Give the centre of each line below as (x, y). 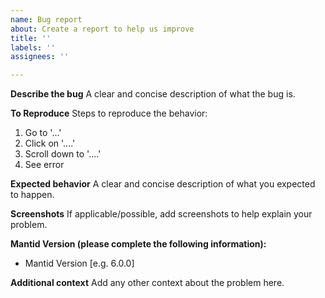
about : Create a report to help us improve (102, 29)
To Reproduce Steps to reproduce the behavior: (109, 113)
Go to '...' (43, 133)
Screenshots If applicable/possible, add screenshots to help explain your (161, 214)
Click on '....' (50, 143)
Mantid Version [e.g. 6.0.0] (79, 263)
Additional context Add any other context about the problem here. (147, 283)
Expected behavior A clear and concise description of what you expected (163, 184)
